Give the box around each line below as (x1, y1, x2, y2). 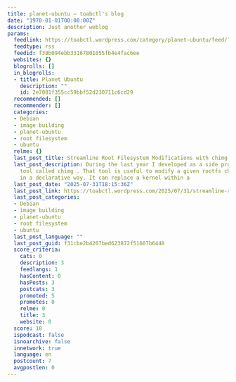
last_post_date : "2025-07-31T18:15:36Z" (13, 180, 133, 187)
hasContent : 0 (20, 272, 61, 279)
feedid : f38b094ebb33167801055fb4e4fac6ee (13, 50, 140, 57)
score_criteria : (13, 246, 61, 254)
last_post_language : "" (13, 233, 83, 240)
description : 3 (20, 259, 65, 266)
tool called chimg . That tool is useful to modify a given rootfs (20, 167, 221, 175)
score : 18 (13, 325, 42, 332)
